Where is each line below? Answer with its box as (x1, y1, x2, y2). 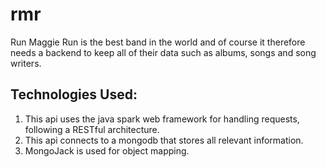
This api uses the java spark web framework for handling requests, (24, 113, 300, 125)
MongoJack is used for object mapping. (24, 144, 190, 157)
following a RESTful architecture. (24, 123, 160, 135)
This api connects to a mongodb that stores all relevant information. (24, 134, 304, 146)
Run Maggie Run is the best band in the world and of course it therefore (10, 36, 306, 48)
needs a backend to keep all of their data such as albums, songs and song (10, 46, 317, 58)
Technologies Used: (10, 86, 138, 103)
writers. (10, 57, 42, 69)
